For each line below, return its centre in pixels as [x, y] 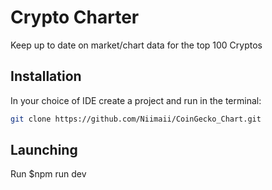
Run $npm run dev [48, 174]
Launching [44, 150]
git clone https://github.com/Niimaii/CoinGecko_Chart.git [136, 119]
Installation [46, 76]
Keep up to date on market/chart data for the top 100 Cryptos [136, 45]
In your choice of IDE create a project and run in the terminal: [136, 100]
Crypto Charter [75, 17]
